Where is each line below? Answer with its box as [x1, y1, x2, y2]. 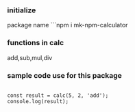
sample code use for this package [7, 70, 122, 80]
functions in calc [7, 38, 64, 48]
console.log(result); [7, 98, 69, 104]
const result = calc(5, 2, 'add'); [7, 92, 109, 99]
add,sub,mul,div [7, 53, 53, 61]
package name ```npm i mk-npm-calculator [7, 21, 128, 29]
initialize [7, 5, 36, 15]
